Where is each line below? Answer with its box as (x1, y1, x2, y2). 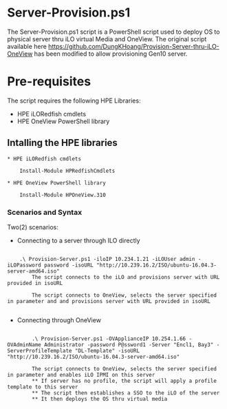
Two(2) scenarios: (7, 222, 58, 231)
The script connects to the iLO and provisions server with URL (32, 273, 220, 280)
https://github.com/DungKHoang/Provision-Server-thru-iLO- (47, 42, 220, 50)
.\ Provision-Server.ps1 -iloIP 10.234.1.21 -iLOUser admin (19, 255, 195, 262)
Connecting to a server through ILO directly (17, 236, 140, 244)
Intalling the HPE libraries (7, 137, 118, 149)
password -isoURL (43, 262, 94, 269)
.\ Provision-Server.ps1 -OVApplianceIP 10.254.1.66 (32, 335, 186, 342)
